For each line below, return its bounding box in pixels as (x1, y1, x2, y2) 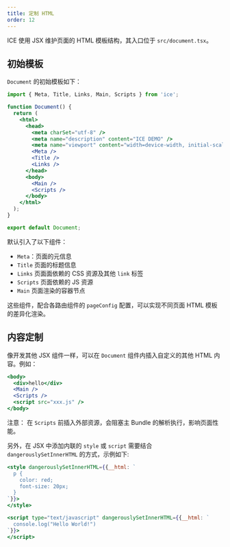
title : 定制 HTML (7, 10, 55, 17)
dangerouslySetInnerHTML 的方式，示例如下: (7, 450, 129, 458)
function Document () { (7, 104, 72, 110)
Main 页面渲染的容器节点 (16, 286, 86, 295)
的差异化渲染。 (7, 309, 49, 317)
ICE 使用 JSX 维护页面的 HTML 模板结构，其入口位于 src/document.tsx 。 (7, 36, 212, 45)
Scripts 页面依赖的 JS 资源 (16, 278, 94, 286)
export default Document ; (7, 224, 81, 231)
